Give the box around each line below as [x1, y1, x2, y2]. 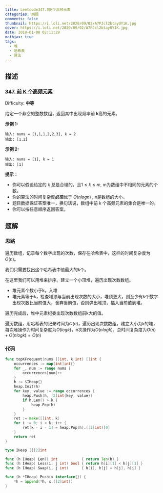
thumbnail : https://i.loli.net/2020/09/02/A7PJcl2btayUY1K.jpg [5, 21, 137, 26]
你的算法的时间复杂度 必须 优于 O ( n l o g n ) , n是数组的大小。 [12, 194, 127, 200]
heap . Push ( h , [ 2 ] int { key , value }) [22, 393, 93, 398]
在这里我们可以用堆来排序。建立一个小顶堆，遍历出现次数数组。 [5, 277, 133, 283]
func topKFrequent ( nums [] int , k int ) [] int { [5, 357, 102, 362]
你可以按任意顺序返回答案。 [12, 207, 68, 212]
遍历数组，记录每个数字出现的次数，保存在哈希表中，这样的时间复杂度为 [5, 250, 150, 256]
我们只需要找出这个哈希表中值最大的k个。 [5, 266, 89, 272]
